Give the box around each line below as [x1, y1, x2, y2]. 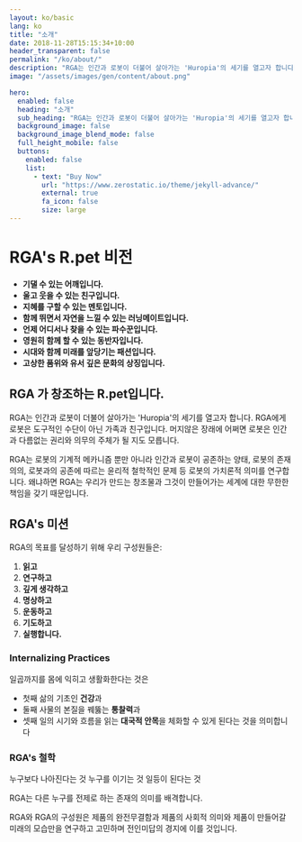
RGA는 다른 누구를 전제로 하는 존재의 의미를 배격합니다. [9, 792, 203, 803]
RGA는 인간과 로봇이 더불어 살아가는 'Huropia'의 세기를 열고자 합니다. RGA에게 [9, 412, 287, 423]
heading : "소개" [17, 105, 75, 114]
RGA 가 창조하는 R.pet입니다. [9, 387, 164, 402]
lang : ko [9, 22, 42, 31]
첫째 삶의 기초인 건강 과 [22, 692, 102, 703]
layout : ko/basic [9, 13, 75, 23]
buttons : [17, 147, 50, 156]
